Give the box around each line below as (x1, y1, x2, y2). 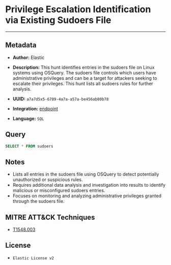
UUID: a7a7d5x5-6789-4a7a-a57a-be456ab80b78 (12, 96, 109, 102)
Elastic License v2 (12, 255, 54, 260)
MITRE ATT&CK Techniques (5, 213, 95, 222)
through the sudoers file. (12, 198, 65, 204)
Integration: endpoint (12, 105, 59, 111)
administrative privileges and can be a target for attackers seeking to (12, 75, 157, 81)
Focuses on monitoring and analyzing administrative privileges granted (12, 193, 162, 199)
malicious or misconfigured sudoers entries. (12, 187, 105, 194)
